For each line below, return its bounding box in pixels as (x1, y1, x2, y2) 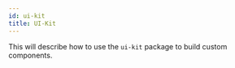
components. (8, 50, 53, 60)
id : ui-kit (8, 11, 46, 20)
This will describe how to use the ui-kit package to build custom (8, 41, 228, 51)
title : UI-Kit (8, 19, 57, 28)
